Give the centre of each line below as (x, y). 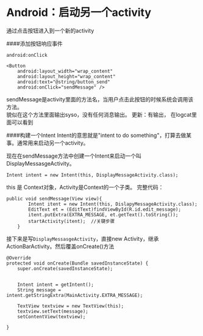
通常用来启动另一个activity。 (53, 143)
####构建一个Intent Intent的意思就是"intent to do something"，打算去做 (96, 135)
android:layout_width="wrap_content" (65, 71)
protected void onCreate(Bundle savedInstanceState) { (77, 263)
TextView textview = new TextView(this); (70, 306)
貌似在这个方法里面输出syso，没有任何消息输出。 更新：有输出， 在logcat (99, 114)
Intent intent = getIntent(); (56, 285)
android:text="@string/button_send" (64, 82)
